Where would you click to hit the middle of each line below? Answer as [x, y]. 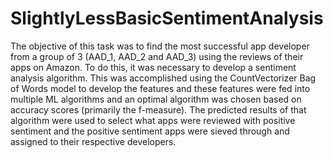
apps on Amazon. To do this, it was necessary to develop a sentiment [153, 67]
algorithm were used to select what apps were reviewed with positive [153, 120]
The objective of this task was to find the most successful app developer [160, 46]
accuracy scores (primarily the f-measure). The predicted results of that [158, 109]
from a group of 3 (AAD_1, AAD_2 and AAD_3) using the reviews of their [157, 56]
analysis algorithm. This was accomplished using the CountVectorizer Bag [163, 78]
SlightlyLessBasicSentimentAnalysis [167, 18]
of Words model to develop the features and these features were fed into [160, 88]
